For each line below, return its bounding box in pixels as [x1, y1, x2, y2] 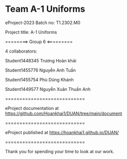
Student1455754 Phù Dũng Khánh [5, 77, 74, 82]
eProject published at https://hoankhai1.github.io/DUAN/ [5, 129, 119, 135]
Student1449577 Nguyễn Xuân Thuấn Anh [5, 86, 91, 92]
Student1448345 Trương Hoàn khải [5, 57, 76, 63]
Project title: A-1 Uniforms [5, 29, 58, 35]
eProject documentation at [5, 105, 59, 111]
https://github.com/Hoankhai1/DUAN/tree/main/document [5, 110, 122, 116]
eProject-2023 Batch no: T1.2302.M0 [5, 20, 81, 26]
